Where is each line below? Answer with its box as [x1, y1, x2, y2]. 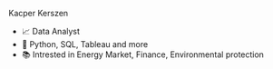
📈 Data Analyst [21, 26, 81, 36]
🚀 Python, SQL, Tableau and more [21, 39, 149, 49]
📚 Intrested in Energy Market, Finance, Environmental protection [21, 49, 265, 60]
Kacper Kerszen [8, 8, 69, 18]
